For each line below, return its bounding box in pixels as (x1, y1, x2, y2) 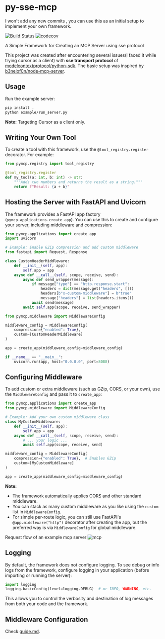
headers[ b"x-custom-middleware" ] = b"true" (40, 291, 132, 296)
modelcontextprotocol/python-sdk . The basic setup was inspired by (5, 63, 144, 69)
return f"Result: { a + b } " (14, 184, 70, 189)
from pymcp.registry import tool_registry (5, 161, 94, 167)
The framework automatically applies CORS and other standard (12, 493, 142, 499)
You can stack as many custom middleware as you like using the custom (12, 503, 159, 509)
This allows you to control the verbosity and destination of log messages (5, 596, 154, 602)
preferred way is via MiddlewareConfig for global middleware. (12, 524, 137, 531)
